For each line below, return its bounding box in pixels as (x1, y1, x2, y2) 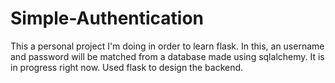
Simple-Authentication (10, 7, 205, 30)
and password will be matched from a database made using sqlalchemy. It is (10, 50, 325, 62)
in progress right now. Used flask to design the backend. (10, 61, 244, 73)
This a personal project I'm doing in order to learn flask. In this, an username (10, 40, 325, 52)
